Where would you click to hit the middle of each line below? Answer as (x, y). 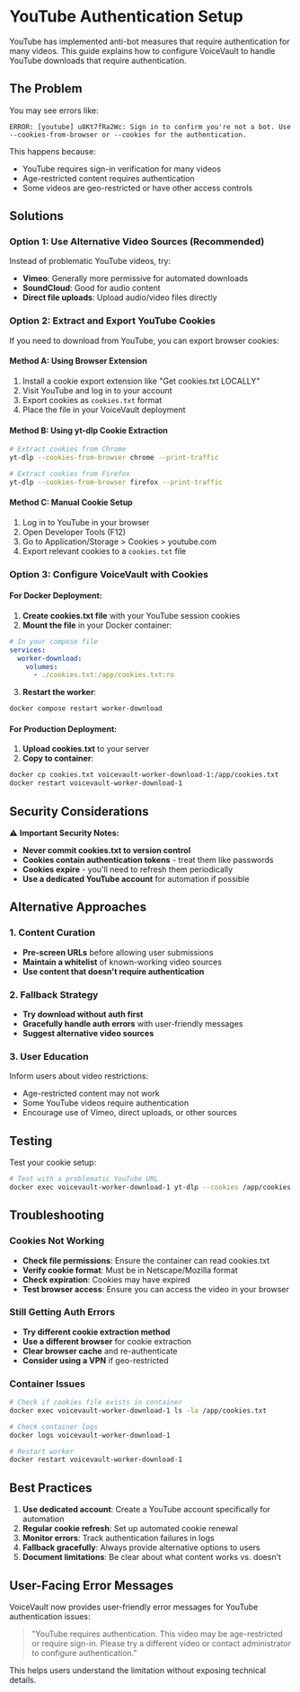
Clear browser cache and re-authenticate (100, 1351)
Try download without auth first (83, 1014)
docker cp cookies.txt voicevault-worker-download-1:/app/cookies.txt (144, 775)
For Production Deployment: (63, 728)
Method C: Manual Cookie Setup (71, 502)
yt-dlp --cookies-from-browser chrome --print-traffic (114, 458)
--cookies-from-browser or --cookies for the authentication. (128, 135)
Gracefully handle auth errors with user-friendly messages (132, 1023)
